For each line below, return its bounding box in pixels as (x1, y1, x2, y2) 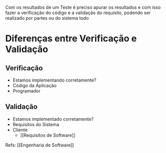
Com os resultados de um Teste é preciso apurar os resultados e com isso (5, 5, 161, 10)
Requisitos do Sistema (12, 121, 59, 127)
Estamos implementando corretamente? (12, 77, 96, 83)
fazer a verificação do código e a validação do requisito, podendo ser (5, 10, 151, 16)
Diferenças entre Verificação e (5, 33, 137, 45)
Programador (12, 88, 41, 94)
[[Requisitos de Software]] (20, 132, 76, 138)
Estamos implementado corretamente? (12, 116, 94, 122)
